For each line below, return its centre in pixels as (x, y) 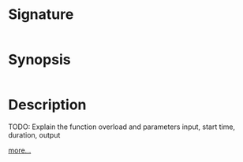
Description (47, 105)
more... (20, 150)
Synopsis (39, 60)
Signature (41, 15)
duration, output (34, 134)
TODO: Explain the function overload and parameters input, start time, (121, 127)
